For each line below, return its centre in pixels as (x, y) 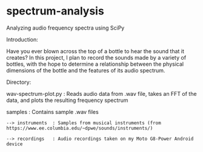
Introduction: (22, 39)
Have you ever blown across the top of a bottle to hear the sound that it (95, 51)
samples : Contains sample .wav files (52, 112)
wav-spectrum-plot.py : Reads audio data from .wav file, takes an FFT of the (101, 93)
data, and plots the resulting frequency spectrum (67, 100)
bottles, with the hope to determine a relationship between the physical (95, 64)
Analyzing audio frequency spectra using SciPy (65, 28)
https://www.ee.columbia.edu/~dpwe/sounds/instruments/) (80, 128)
